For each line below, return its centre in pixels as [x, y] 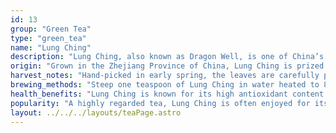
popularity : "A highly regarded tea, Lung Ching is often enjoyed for [160, 103]
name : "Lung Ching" [51, 47]
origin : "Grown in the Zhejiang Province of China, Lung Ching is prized [167, 66]
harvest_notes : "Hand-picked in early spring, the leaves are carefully [165, 76]
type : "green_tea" [48, 38]
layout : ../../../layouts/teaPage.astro [96, 112]
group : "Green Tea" [51, 29]
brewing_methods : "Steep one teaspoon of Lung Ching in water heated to [165, 85]
